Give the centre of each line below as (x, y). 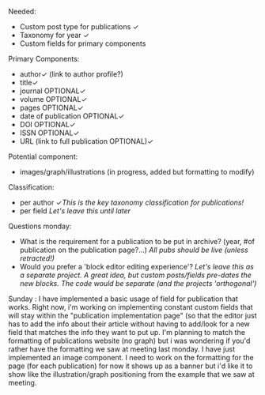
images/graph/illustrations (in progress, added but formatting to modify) (137, 172)
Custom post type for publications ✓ (79, 26)
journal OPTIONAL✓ (53, 91)
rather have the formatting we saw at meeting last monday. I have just (122, 349)
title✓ (29, 83)
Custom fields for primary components (83, 43)
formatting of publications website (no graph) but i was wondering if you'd (129, 340)
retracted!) (37, 258)
